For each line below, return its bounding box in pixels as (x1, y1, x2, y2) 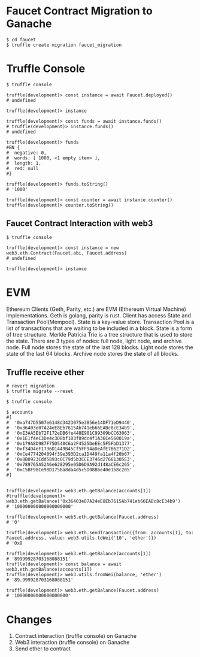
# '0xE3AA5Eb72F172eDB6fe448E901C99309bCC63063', (6, 430, 135, 437)
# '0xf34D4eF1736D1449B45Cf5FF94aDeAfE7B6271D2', (6, 446, 135, 452)
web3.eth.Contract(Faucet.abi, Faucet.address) (6, 250, 128, 256)
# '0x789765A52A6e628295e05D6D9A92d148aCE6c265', (6, 462, 135, 468)
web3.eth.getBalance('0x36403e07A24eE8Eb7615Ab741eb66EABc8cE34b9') (6, 498, 181, 504)
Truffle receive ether (6, 367, 85, 378)
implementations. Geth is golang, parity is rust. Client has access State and (6, 311, 192, 319)
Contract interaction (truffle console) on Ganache (14, 632, 137, 640)
